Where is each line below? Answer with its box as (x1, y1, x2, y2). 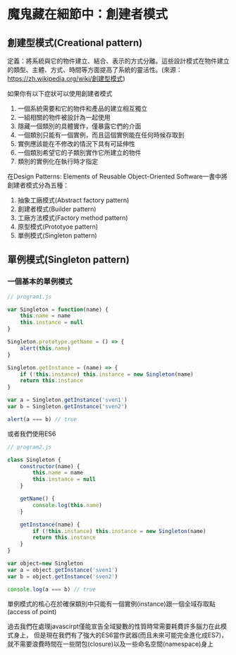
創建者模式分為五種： (7, 181, 69, 189)
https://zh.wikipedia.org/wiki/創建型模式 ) (7, 75, 125, 82)
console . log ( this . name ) (32, 501, 102, 508)
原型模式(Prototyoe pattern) (17, 223, 99, 231)
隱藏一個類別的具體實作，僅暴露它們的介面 (17, 122, 142, 130)
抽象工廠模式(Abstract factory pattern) (17, 196, 130, 204)
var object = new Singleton (7, 560, 83, 568)
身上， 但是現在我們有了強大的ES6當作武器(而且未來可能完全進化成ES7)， (13, 630, 228, 639)
